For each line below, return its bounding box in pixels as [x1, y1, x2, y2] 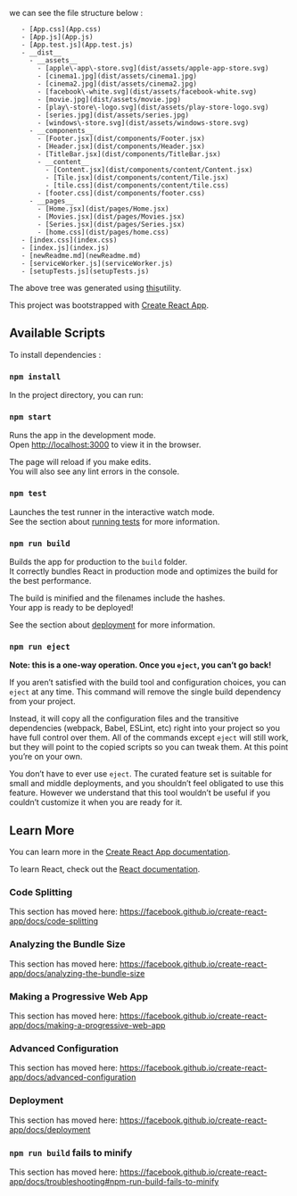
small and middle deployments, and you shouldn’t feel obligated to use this [9, 778, 284, 789]
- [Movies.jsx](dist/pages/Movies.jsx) [37, 212, 186, 221]
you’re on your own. [9, 752, 83, 762]
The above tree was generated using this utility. [9, 283, 182, 293]
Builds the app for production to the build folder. [9, 557, 188, 567]
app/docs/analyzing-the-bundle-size [9, 968, 145, 978]
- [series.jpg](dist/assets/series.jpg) [37, 111, 190, 120]
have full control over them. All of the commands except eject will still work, [9, 732, 289, 743]
